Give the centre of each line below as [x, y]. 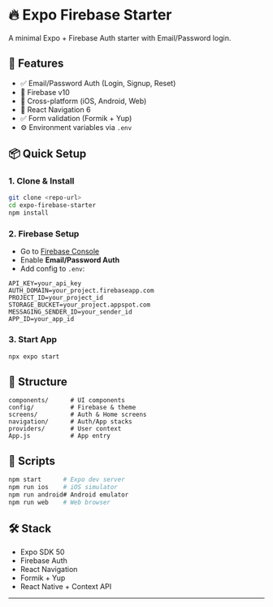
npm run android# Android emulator [69, 494]
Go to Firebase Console [60, 251]
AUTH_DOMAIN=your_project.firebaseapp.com [81, 291]
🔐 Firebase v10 [45, 92]
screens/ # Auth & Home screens [78, 415]
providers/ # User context [65, 429]
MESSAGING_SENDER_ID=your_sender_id [70, 312]
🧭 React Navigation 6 [55, 109]
